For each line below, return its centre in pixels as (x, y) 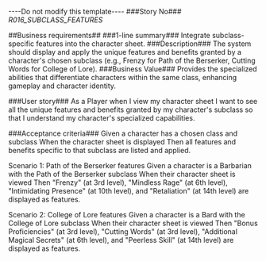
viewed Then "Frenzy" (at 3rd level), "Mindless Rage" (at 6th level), (118, 182)
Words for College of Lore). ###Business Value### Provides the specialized (133, 69)
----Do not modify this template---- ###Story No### (95, 12)
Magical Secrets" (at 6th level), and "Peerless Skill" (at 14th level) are (121, 240)
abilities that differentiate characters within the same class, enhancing (123, 77)
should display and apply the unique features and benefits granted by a (125, 52)
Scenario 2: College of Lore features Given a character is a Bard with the (127, 215)
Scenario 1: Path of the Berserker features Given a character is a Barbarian (130, 165)
